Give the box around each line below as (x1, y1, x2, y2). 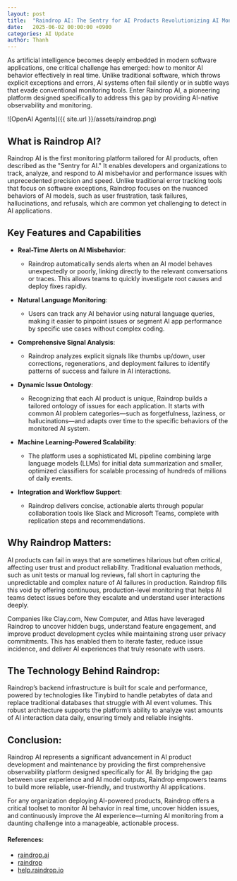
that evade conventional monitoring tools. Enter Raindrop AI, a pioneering (7, 86, 220, 95)
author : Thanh (7, 37, 49, 44)
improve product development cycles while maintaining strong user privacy (7, 629, 226, 638)
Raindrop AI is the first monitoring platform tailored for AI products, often (7, 153, 219, 162)
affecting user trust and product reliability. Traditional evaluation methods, (7, 563, 222, 572)
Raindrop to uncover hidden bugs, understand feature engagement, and (7, 622, 217, 630)
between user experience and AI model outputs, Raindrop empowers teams (7, 775, 227, 784)
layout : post (7, 10, 46, 18)
